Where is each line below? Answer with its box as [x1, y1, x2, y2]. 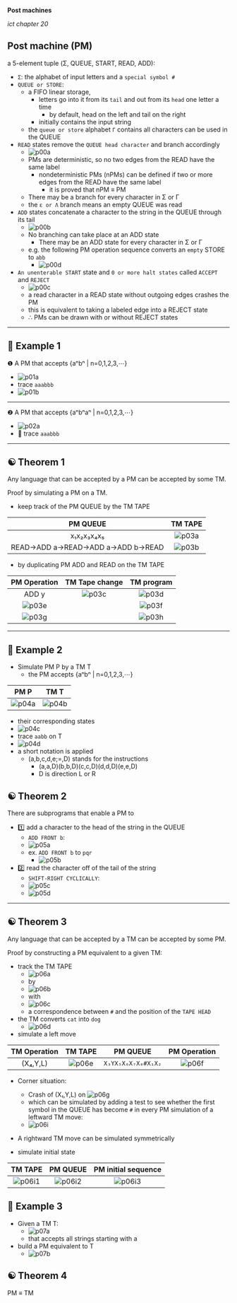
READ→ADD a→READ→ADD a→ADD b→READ [11, 542, 164, 552]
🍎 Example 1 [7, 340, 61, 352]
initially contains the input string [38, 117, 132, 126]
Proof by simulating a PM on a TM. [7, 489, 108, 497]
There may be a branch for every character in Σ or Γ [28, 192, 180, 201]
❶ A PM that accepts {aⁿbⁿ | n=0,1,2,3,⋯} [7, 358, 128, 367]
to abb [28, 252, 46, 261]
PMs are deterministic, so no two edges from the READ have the [28, 155, 215, 163]
